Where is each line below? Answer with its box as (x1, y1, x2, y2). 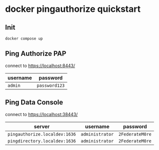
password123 (37, 82, 65, 88)
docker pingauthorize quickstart (5, 3, 141, 15)
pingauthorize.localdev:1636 (7, 131, 76, 137)
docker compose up (5, 36, 43, 41)
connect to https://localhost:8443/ (5, 63, 76, 69)
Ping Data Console (5, 98, 63, 107)
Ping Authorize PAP (5, 49, 67, 58)
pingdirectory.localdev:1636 (7, 138, 76, 144)
